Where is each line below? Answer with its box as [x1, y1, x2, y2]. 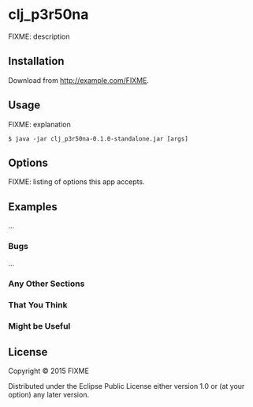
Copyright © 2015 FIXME [8, 366, 89, 376]
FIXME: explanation [8, 119, 71, 129]
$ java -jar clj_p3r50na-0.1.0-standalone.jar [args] [8, 134, 189, 143]
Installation [8, 55, 65, 68]
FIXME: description [8, 32, 70, 41]
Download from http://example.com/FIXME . [8, 75, 150, 85]
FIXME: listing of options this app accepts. [8, 177, 145, 187]
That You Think [8, 300, 68, 311]
